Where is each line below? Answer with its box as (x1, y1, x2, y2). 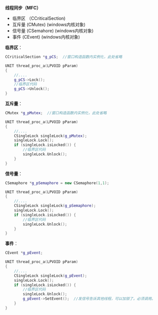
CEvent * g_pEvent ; (5, 251, 43, 255)
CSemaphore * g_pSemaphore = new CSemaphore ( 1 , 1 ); (5, 181, 110, 186)
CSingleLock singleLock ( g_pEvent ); (14, 273, 87, 278)
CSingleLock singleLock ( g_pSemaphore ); (14, 203, 96, 208)
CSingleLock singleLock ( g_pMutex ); (14, 133, 87, 138)
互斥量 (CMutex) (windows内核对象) (12, 22, 85, 27)
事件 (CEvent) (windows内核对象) (12, 34, 80, 40)
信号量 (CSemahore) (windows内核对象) (12, 28, 94, 34)
